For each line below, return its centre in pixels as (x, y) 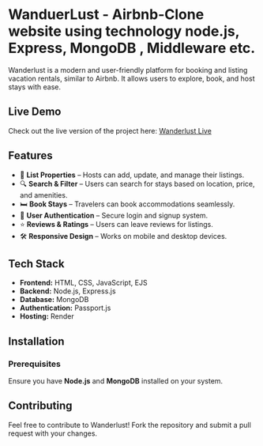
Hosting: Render (47, 316)
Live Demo (35, 112)
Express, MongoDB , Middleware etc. (132, 48)
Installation (36, 341)
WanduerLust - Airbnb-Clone (106, 15)
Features (30, 156)
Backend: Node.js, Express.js (68, 291)
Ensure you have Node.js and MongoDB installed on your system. (116, 381)
